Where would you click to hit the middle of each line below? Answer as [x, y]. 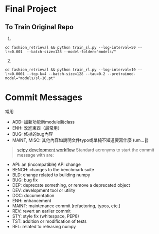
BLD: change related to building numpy [51, 175]
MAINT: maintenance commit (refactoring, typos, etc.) [66, 206]
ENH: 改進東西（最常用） [37, 128]
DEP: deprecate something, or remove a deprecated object [71, 185]
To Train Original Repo [39, 27]
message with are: [35, 155]
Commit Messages [44, 98]
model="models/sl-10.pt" [30, 78]
